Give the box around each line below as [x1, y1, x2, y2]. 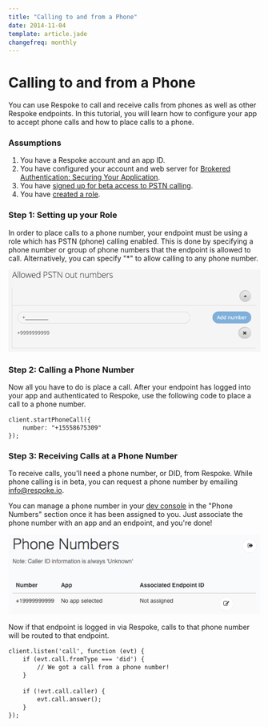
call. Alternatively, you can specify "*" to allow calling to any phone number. [8, 253, 258, 263]
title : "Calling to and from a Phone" [8, 13, 138, 21]
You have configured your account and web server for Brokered [19, 164, 230, 174]
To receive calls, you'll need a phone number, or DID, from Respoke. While [8, 469, 254, 479]
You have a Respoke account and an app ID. [19, 155, 166, 165]
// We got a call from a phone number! [37, 664, 170, 672]
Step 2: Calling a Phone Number [8, 364, 134, 375]
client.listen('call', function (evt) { [8, 648, 146, 656]
